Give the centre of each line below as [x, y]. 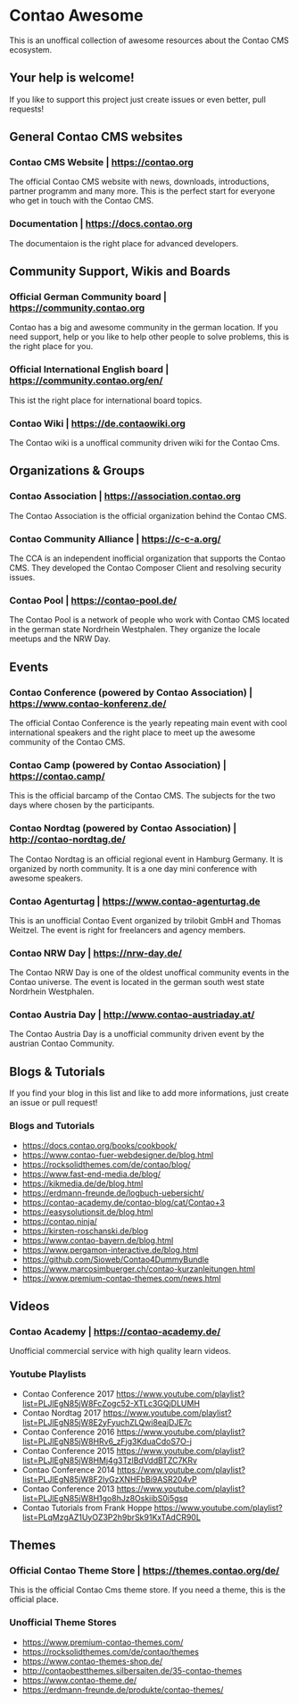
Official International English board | [89, 370]
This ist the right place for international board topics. [106, 400]
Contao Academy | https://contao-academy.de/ [115, 1332]
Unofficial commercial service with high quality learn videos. [120, 1351]
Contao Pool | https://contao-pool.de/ [93, 600]
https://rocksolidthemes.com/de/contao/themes [110, 1651]
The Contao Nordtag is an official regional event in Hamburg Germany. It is [146, 859]
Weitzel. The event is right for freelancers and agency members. [128, 930]
